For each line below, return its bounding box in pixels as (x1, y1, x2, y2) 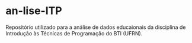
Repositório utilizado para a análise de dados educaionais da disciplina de (5, 24, 186, 31)
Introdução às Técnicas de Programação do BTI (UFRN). (5, 29, 143, 37)
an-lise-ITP (5, 4, 63, 18)
